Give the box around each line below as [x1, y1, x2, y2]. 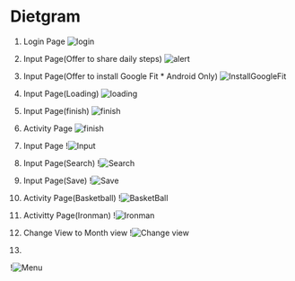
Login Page [22, 36, 65, 47]
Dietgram [10, 6, 81, 27]
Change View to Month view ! [22, 227, 133, 238]
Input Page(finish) [22, 105, 90, 116]
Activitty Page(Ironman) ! [22, 209, 116, 221]
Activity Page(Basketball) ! [22, 192, 121, 203]
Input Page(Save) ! [22, 175, 92, 186]
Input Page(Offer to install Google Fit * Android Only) [22, 70, 219, 82]
